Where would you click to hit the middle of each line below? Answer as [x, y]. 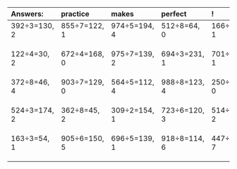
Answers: [27, 14]
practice [75, 14]
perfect [174, 14]
